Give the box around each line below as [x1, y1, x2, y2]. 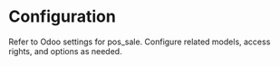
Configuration [8, 6, 117, 27]
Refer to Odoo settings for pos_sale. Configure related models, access [8, 36, 271, 47]
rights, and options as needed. [8, 45, 123, 56]
